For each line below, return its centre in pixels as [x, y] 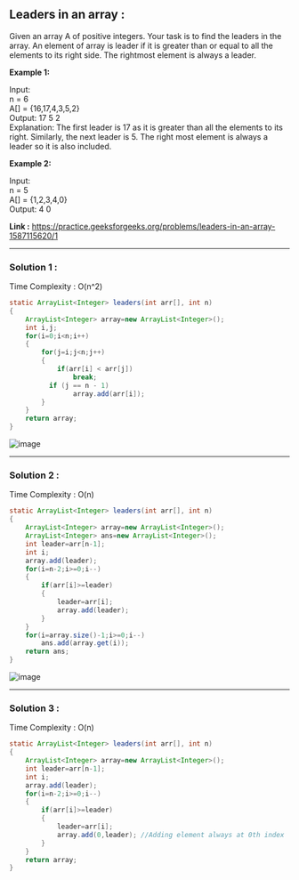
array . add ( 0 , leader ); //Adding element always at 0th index [170, 835]
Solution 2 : [34, 475]
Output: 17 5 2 [35, 117]
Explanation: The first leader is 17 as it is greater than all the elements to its [146, 127]
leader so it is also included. [61, 146]
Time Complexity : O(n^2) [56, 287]
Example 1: [30, 72]
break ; [85, 377]
